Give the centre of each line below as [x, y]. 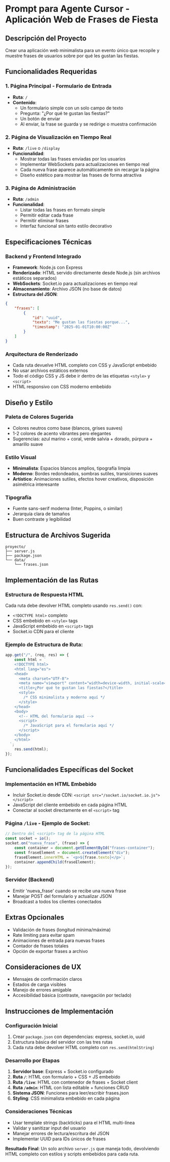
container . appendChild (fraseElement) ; [55, 862]
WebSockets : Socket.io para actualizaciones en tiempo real [75, 283]
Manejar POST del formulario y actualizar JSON [62, 896]
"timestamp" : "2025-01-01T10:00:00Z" [72, 327]
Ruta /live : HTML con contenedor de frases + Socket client [75, 1082]
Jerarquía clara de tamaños [41, 514]
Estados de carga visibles [39, 984]
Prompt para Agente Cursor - [68, 9]
